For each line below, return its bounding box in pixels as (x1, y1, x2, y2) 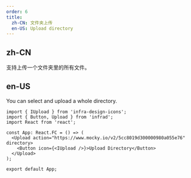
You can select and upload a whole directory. (6, 97, 118, 104)
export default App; (6, 166, 58, 172)
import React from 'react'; (6, 119, 76, 125)
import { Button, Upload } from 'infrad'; (6, 114, 113, 120)
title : (6, 14, 23, 20)
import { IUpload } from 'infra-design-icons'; (6, 108, 127, 115)
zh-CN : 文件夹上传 (11, 20, 53, 26)
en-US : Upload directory (11, 25, 73, 32)
